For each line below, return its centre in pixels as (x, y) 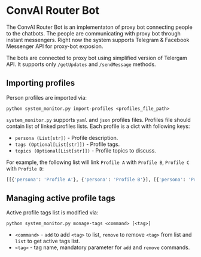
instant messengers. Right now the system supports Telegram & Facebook (98, 40)
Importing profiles (41, 83)
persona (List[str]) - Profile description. (66, 138)
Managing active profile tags (61, 198)
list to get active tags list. (48, 241)
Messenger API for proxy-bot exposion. (55, 46)
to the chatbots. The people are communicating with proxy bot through (94, 33)
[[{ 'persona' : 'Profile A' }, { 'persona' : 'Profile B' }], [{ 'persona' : (96, 180)
